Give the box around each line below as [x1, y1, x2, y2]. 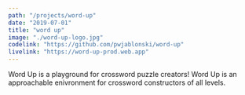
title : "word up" [8, 26, 65, 34]
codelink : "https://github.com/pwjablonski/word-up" [8, 41, 185, 49]
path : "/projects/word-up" [8, 11, 97, 20]
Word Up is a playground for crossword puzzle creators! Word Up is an [8, 70, 237, 79]
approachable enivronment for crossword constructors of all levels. [8, 78, 226, 87]
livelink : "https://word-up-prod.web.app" [8, 48, 149, 56]
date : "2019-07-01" [8, 19, 72, 27]
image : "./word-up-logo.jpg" [8, 33, 104, 42]
